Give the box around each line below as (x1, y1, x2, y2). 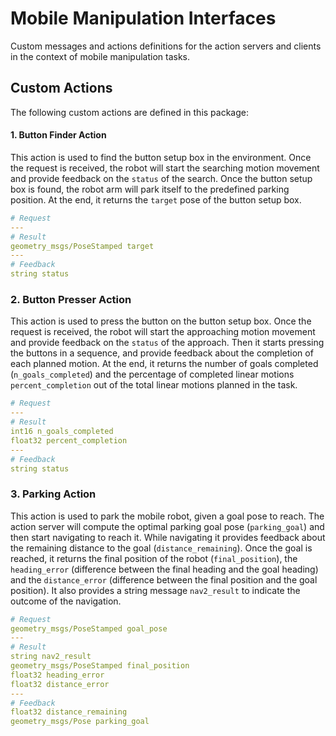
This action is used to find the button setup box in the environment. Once (10, 151, 312, 163)
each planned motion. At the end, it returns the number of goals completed (10, 358, 319, 370)
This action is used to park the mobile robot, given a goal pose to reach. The (10, 510, 325, 522)
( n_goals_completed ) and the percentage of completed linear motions (10, 368, 295, 381)
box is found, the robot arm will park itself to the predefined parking (10, 183, 290, 195)
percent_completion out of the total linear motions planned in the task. (10, 379, 298, 391)
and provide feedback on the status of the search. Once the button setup (10, 172, 313, 184)
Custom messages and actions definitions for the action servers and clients (10, 40, 322, 52)
